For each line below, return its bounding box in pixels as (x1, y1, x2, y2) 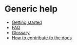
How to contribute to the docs (11, 35, 72, 41)
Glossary (11, 30, 30, 35)
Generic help (4, 3, 58, 15)
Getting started (11, 19, 42, 25)
